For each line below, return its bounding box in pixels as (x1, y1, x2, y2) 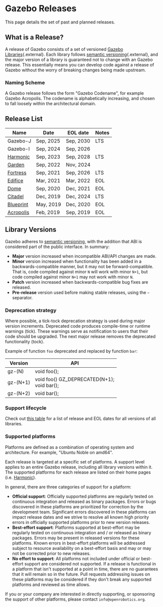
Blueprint (7, 201, 28, 208)
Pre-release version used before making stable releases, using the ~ (12, 289, 150, 295)
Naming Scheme (5, 79, 45, 86)
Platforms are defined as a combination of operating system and (5, 444, 134, 450)
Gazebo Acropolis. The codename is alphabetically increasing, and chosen (5, 96, 155, 102)
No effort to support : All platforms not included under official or (12, 555, 140, 562)
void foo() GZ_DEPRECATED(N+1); (35, 376, 115, 382)
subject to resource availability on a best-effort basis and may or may (12, 545, 152, 551)
